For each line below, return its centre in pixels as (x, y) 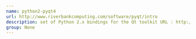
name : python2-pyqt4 (31, 11)
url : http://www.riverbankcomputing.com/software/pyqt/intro (82, 17)
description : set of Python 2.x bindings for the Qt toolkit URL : (90, 22)
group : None (20, 27)
